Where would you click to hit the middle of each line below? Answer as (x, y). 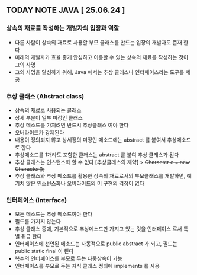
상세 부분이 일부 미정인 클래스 (49, 117)
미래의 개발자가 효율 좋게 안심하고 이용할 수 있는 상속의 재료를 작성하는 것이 (101, 57)
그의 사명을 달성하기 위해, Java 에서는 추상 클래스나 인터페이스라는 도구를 (99, 72)
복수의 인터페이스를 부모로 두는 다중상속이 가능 (68, 258)
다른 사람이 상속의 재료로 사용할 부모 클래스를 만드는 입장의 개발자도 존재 (98, 42)
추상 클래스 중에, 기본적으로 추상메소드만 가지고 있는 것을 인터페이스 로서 (98, 229)
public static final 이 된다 (44, 251)
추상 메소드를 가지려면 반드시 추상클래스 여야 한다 (72, 125)
